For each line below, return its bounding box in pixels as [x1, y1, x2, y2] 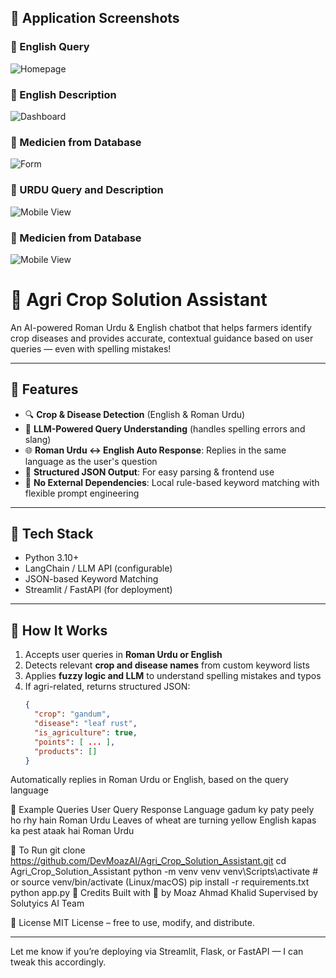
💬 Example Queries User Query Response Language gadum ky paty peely [10, 804, 315, 816]
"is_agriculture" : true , [34, 727, 138, 738]
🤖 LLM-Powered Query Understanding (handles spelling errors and [24, 422, 306, 435]
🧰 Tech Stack [10, 526, 94, 543]
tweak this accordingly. [10, 956, 107, 968]
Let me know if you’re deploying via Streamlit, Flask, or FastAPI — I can [10, 946, 304, 958]
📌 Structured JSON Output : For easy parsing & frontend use [24, 466, 275, 478]
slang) [24, 433, 52, 445]
